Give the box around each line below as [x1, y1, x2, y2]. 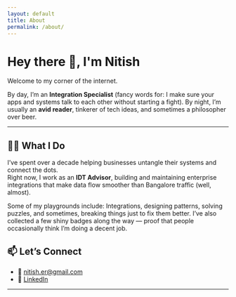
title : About [7, 17, 46, 24]
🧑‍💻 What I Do [7, 140, 65, 152]
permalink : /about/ [7, 23, 65, 30]
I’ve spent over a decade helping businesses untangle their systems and [7, 159, 216, 167]
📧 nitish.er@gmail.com [17, 268, 83, 276]
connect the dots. [7, 166, 58, 174]
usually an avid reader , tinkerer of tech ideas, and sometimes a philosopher [7, 105, 227, 114]
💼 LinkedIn [17, 275, 48, 283]
